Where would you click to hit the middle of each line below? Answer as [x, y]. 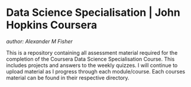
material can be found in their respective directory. [68, 78]
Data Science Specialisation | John [93, 13]
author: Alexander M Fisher [39, 41]
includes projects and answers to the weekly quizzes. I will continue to [92, 65]
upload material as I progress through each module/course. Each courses [96, 71]
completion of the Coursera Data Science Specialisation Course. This [90, 59]
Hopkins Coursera [52, 25]
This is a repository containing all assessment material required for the [92, 52]
